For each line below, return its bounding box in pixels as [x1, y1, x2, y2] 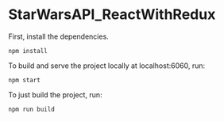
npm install [8, 47, 48, 55]
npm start [8, 76, 41, 84]
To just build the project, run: [8, 89, 102, 100]
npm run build [8, 105, 56, 113]
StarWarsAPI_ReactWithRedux [8, 6, 216, 24]
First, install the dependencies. [8, 32, 109, 41]
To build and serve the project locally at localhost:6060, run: [8, 61, 205, 70]
